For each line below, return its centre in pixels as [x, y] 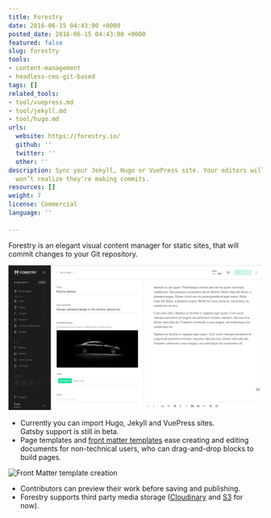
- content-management [45, 69]
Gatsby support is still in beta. [69, 432]
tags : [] [23, 85]
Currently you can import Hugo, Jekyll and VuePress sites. [117, 423]
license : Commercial [43, 205]
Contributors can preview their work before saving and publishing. [130, 489]
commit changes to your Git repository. [73, 253]
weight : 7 [25, 196]
